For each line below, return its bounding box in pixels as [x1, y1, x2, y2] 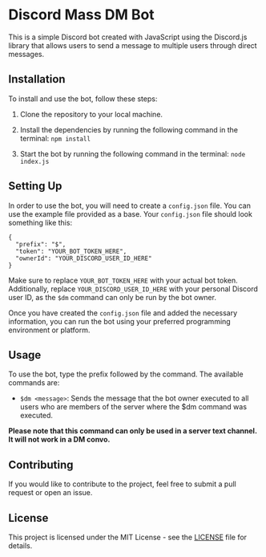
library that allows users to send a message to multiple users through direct [8, 40, 258, 50]
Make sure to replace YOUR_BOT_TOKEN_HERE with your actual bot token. [8, 275, 238, 285]
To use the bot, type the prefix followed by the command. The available [8, 369, 244, 379]
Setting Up [8, 179, 62, 193]
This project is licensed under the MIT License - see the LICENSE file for [8, 532, 247, 542]
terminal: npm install [19, 133, 91, 143]
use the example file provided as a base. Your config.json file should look [8, 209, 252, 218]
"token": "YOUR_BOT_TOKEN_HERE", [15, 247, 127, 255]
